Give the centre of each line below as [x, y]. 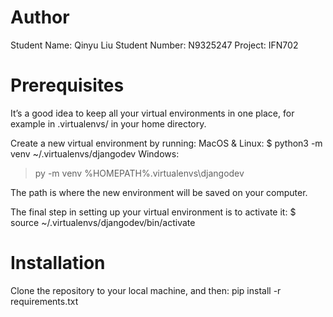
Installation [58, 263]
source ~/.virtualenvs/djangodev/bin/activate [103, 222]
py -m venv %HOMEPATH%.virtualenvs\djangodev [139, 173]
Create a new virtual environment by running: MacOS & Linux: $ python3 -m [166, 143]
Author [40, 17]
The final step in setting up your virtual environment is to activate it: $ [153, 212]
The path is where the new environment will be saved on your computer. [159, 192]
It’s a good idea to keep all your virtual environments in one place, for [152, 113]
